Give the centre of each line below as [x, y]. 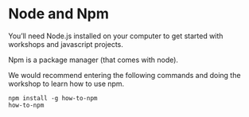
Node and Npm [58, 14]
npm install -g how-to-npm [53, 98]
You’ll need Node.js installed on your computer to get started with [116, 36]
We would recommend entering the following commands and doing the [124, 75]
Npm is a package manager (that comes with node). [93, 60]
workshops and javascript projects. [66, 44]
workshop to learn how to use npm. [66, 84]
